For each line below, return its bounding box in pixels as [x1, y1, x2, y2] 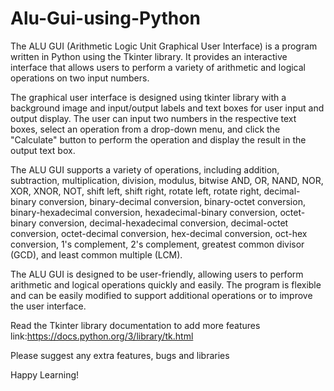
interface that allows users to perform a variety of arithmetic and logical [10, 61, 307, 73]
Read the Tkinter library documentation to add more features [10, 319, 261, 331]
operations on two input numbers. [10, 72, 150, 84]
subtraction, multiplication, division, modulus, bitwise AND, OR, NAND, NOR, [10, 174, 324, 186]
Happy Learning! [10, 368, 80, 381]
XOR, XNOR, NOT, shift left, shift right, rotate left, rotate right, [10, 185, 262, 197]
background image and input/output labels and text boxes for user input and [10, 102, 325, 114]
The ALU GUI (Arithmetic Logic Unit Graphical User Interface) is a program [10, 40, 318, 52]
